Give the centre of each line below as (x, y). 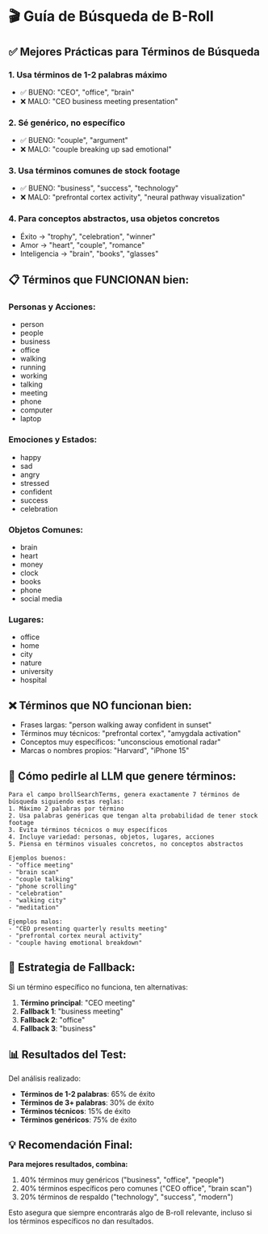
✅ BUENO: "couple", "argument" (74, 140)
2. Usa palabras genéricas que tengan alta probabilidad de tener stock (133, 816)
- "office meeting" (41, 865)
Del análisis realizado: (45, 1078)
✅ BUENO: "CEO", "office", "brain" (77, 92)
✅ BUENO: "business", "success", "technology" (99, 188)
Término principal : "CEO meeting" (77, 1002)
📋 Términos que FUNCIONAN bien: (99, 280)
